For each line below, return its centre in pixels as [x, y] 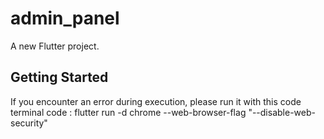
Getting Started [59, 77]
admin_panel [65, 18]
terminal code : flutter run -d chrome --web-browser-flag [128, 112]
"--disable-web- [282, 112]
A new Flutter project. [55, 46]
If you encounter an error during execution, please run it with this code [156, 101]
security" [29, 123]
